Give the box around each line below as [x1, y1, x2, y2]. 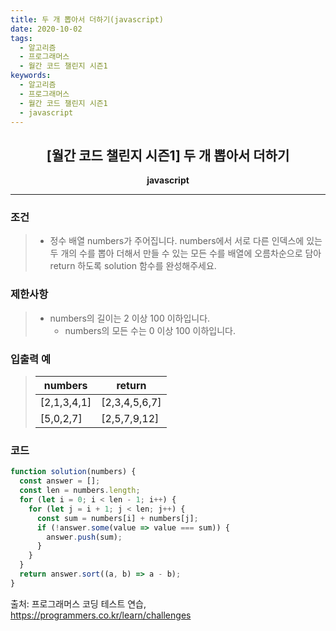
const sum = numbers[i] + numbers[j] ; [36, 513, 199, 523]
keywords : [10, 71, 52, 81]
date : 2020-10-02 [10, 24, 83, 34]
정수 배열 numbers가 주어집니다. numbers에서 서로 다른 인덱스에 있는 [49, 235, 323, 247]
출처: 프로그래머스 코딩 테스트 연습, [10, 597, 147, 610]
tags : [10, 33, 33, 43]
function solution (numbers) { [10, 467, 137, 477]
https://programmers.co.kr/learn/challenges [10, 609, 192, 621]
